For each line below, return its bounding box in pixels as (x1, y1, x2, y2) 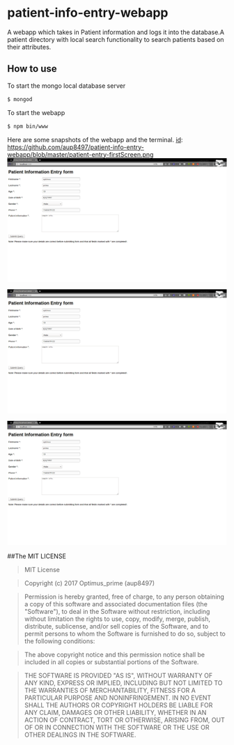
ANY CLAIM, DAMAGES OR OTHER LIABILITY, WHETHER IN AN (24, 709, 207, 717)
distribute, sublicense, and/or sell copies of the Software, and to (24, 622, 209, 631)
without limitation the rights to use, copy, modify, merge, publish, (24, 615, 211, 623)
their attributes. (7, 43, 52, 51)
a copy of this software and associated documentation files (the (24, 600, 208, 608)
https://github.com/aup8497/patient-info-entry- (7, 143, 144, 151)
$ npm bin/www (7, 123, 49, 130)
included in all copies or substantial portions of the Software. (24, 658, 199, 666)
